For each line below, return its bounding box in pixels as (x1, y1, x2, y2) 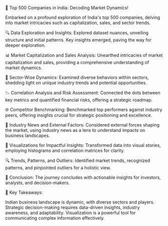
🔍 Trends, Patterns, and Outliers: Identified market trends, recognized (5, 157, 150, 163)
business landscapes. (5, 132, 50, 138)
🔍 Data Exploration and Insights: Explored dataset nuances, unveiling (5, 30, 149, 35)
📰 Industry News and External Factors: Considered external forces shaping (5, 122, 159, 127)
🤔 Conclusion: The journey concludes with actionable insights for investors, (5, 174, 161, 180)
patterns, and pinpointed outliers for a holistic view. (5, 165, 111, 170)
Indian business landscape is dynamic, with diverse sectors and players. (5, 199, 154, 205)
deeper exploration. (5, 42, 46, 48)
